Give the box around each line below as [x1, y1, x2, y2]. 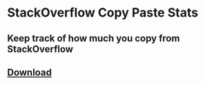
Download [7, 66, 52, 78]
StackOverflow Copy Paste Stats [7, 5, 199, 21]
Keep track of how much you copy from [7, 32, 180, 44]
